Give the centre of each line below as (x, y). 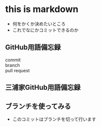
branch (13, 65)
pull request (18, 70)
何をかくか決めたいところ (39, 24)
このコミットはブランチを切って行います (54, 119)
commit (13, 60)
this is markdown (42, 9)
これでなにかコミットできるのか (45, 30)
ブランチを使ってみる (38, 106)
